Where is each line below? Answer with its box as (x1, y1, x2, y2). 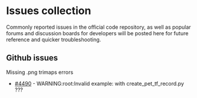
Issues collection (6, 4, 91, 18)
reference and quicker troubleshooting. (6, 36, 101, 43)
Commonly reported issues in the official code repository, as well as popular (6, 23, 191, 31)
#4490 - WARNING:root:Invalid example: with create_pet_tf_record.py (14, 80, 184, 87)
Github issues (6, 53, 58, 63)
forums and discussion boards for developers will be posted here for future (6, 29, 189, 36)
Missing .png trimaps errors (6, 69, 74, 76)
